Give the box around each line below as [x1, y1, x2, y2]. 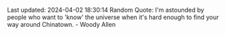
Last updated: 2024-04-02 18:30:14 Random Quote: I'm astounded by [7, 6, 204, 14]
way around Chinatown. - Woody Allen [7, 21, 116, 28]
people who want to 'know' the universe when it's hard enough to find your [7, 13, 219, 21]
